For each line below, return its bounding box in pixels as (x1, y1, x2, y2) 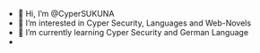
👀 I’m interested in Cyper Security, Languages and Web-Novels (17, 18, 252, 28)
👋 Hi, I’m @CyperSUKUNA (17, 9, 115, 19)
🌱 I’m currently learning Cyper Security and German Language (17, 27, 249, 37)
